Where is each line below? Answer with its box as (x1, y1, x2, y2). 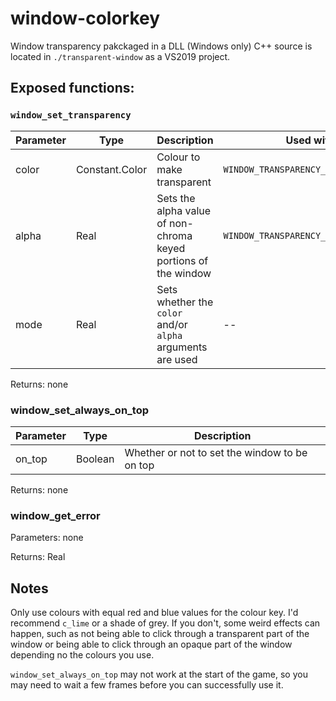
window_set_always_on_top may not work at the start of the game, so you (10, 668, 308, 681)
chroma (156, 228, 193, 242)
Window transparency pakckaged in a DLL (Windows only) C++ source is (10, 40, 313, 52)
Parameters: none (10, 532, 84, 544)
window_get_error (10, 508, 101, 522)
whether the (156, 295, 214, 309)
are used (156, 352, 198, 366)
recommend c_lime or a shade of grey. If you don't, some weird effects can (10, 617, 321, 629)
